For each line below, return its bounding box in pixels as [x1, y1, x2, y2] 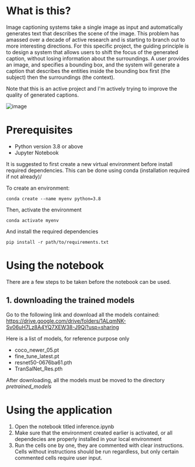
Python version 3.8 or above [14, 143, 83, 150]
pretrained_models [6, 383, 52, 390]
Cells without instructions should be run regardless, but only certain [14, 448, 179, 455]
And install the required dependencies [6, 228, 99, 235]
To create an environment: [6, 184, 70, 191]
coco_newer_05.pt [14, 346, 59, 353]
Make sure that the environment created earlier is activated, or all [14, 429, 173, 436]
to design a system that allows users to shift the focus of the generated [6, 48, 179, 55]
